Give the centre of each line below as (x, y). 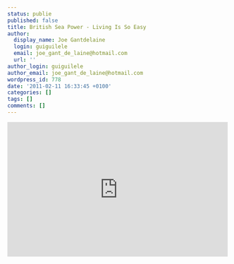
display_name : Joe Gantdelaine (60, 40)
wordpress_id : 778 (34, 79)
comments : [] (26, 106)
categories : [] (30, 92)
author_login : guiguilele (45, 66)
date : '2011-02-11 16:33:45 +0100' (60, 86)
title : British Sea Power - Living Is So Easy (77, 27)
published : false (33, 20)
